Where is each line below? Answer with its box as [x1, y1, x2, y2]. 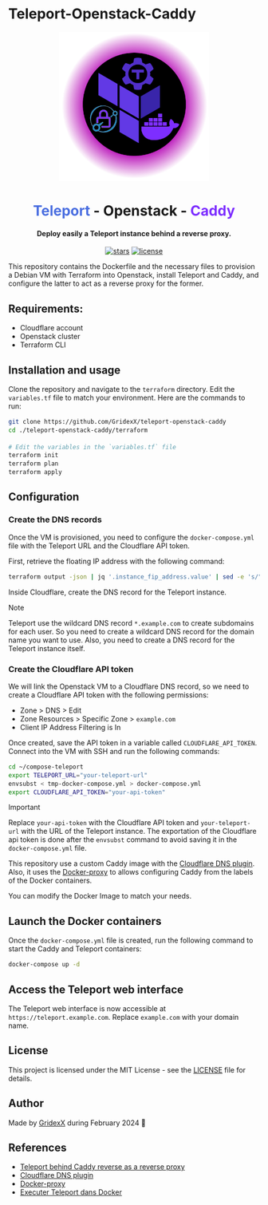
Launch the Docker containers [8, 915, 162, 928]
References [8, 1140, 67, 1154]
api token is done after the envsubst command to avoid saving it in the [8, 835, 238, 844]
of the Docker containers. [8, 875, 93, 886]
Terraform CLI [19, 340, 66, 350]
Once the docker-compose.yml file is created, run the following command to [8, 935, 254, 946]
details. [8, 1073, 33, 1083]
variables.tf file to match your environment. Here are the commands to [8, 393, 246, 402]
